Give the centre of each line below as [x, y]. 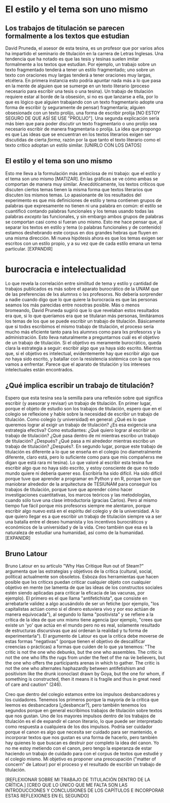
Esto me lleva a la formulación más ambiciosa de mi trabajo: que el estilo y [83, 173]
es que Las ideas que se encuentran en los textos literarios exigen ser [78, 134]
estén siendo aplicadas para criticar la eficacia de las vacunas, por [75, 593]
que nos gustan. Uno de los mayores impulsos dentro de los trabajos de [80, 716]
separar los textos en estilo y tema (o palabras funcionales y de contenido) [83, 227]
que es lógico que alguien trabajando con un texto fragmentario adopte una [84, 102]
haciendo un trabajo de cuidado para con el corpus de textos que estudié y [84, 754]
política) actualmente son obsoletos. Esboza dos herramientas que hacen [82, 577]
